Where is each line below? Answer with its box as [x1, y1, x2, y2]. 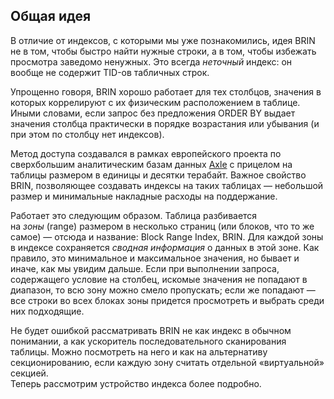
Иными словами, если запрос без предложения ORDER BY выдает [10, 107, 296, 119]
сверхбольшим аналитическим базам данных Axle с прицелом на [10, 158, 293, 170]
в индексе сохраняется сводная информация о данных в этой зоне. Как [10, 241, 320, 253]
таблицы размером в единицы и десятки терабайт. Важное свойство [10, 169, 307, 181]
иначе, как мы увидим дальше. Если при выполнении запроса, [10, 262, 280, 274]
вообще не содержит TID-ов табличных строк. [10, 66, 210, 78]
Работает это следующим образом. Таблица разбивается [10, 209, 258, 221]
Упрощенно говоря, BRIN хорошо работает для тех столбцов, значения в [10, 85, 322, 98]
